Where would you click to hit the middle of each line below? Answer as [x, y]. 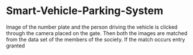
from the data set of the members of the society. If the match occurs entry [96, 39]
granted [15, 46]
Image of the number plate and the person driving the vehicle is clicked [92, 27]
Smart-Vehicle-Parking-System [85, 11]
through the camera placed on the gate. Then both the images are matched [97, 33]
